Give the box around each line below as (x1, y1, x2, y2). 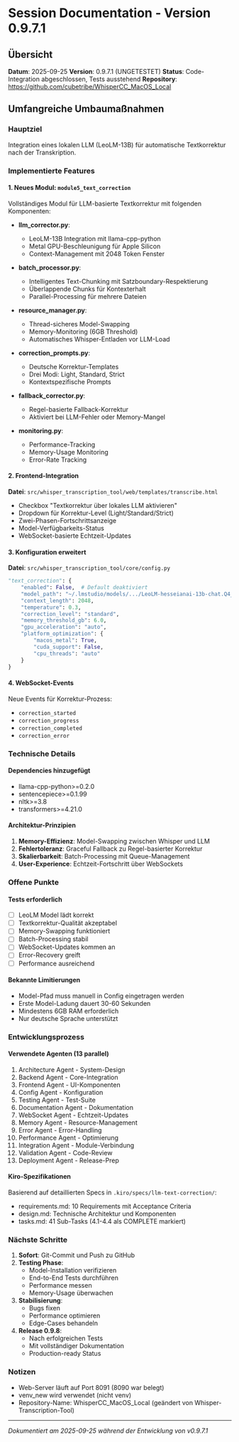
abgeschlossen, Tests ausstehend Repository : (40, 75, 178, 83)
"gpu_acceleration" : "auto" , (21, 624, 107, 631)
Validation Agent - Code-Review (18, 1148, 113, 1157)
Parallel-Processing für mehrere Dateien (28, 292, 147, 300)
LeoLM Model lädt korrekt (18, 911, 94, 919)
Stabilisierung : (18, 1296, 63, 1305)
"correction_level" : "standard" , (21, 610, 120, 617)
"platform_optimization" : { (21, 630, 104, 637)
